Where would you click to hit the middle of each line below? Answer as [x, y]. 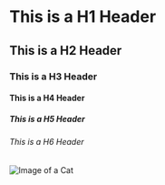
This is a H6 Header [47, 142]
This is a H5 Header [47, 118]
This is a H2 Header [66, 51]
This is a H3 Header [53, 77]
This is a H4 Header [47, 98]
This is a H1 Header [83, 17]
